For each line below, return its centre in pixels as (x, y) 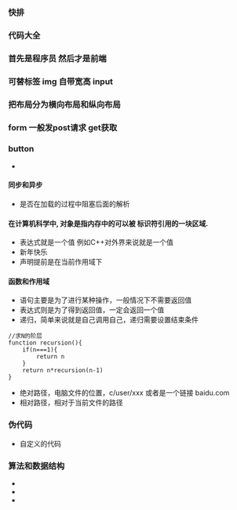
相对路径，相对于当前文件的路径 (71, 403)
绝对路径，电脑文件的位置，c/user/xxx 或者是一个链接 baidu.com (124, 393)
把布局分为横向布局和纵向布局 (65, 104)
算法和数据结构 (36, 466)
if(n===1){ (40, 350)
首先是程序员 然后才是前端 (58, 58)
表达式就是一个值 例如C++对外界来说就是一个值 (97, 242)
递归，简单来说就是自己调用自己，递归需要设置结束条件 (109, 320)
